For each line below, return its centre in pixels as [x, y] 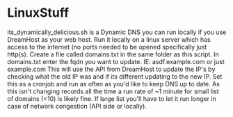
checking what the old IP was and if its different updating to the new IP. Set [115, 76]
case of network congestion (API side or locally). [77, 106]
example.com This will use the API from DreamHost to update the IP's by [111, 69]
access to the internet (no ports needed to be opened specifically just [107, 47]
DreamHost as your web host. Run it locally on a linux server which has [109, 39]
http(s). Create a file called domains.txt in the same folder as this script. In [113, 54]
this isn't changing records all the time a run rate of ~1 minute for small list [113, 91]
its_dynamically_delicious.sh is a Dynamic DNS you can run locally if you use [117, 32]
